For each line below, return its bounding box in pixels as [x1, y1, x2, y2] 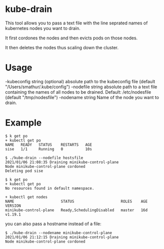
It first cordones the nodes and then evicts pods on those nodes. [5, 35, 138, 41]
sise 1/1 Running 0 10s [5, 146, 92, 151]
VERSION [5, 203, 21, 208]
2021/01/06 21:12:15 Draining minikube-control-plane [5, 235, 119, 240]
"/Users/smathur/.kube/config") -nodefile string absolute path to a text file [5, 84, 158, 90]
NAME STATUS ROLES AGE [5, 199, 148, 204]
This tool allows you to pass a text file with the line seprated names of [5, 20, 148, 26]
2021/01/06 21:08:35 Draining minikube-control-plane [5, 159, 119, 165]
